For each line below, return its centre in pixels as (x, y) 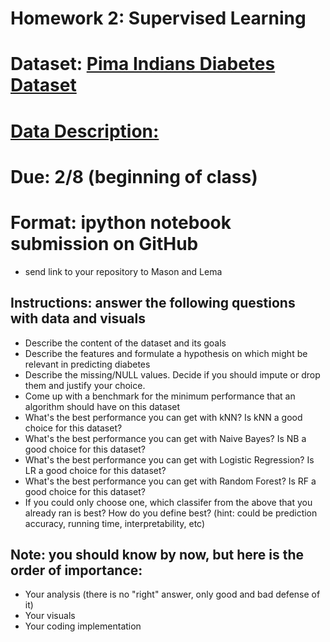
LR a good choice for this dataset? (95, 470)
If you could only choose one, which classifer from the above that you (168, 502)
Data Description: (85, 131)
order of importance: (76, 570)
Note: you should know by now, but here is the (157, 554)
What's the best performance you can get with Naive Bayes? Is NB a (165, 438)
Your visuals (50, 616)
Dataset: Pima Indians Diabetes (143, 64)
